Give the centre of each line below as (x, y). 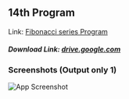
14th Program (42, 13)
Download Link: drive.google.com (64, 49)
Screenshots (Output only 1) (63, 69)
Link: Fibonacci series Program (58, 31)
